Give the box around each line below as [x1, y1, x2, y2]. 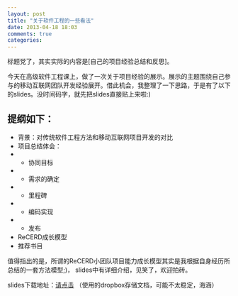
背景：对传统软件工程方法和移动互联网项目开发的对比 [17, 133, 174, 141]
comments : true [7, 30, 52, 38]
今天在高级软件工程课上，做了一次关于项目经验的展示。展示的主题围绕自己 [7, 72, 225, 81]
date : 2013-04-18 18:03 [7, 23, 78, 31]
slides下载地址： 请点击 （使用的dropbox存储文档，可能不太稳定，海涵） [7, 280, 218, 289]
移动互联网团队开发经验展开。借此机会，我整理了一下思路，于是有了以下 [19, 81, 231, 89]
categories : [7, 37, 42, 44]
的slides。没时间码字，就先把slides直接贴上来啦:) [7, 90, 151, 99]
